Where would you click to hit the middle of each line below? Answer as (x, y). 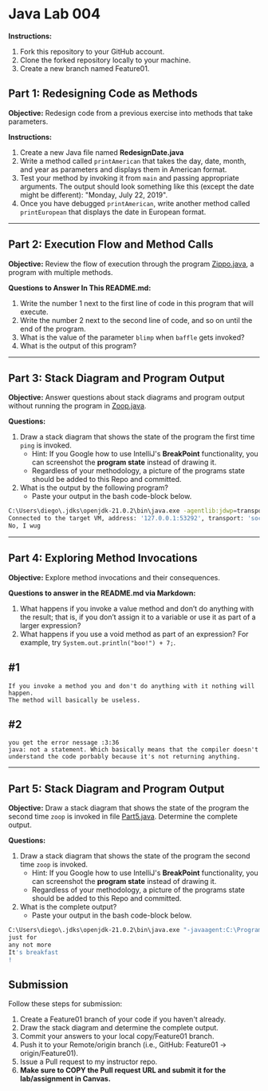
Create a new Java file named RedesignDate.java (102, 152)
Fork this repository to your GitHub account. (92, 51)
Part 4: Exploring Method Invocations (103, 558)
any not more (30, 945)
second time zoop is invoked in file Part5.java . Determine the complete (123, 817)
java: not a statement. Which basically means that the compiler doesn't (134, 750)
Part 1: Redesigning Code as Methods (103, 94)
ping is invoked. (45, 445)
